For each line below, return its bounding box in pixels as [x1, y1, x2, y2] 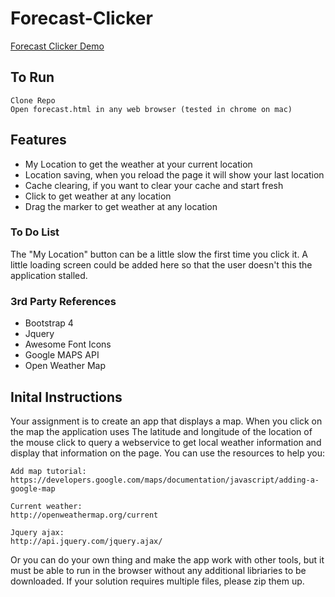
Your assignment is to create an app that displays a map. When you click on [10, 415, 323, 427]
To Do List [10, 225, 60, 239]
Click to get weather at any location [24, 190, 172, 202]
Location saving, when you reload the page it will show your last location [24, 168, 325, 181]
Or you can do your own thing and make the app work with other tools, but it [10, 553, 325, 566]
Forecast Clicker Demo [10, 40, 105, 52]
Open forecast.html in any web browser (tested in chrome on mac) [10, 104, 293, 114]
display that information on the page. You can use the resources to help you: [10, 447, 326, 459]
